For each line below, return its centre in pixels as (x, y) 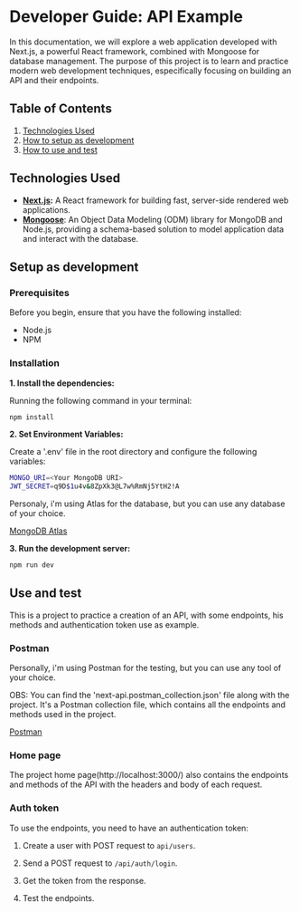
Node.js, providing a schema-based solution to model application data (153, 229)
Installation (35, 363)
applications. (46, 209)
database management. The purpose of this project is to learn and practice (149, 61)
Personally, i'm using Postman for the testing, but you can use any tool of (145, 668)
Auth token (34, 808)
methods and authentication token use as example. (104, 624)
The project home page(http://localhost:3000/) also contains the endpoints (149, 775)
